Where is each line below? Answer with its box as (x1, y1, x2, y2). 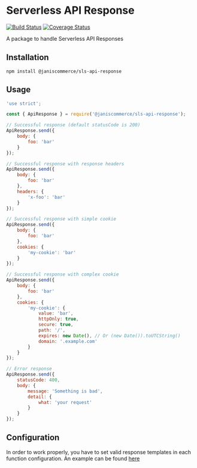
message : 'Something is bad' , (28, 388, 103, 394)
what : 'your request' (38, 399, 93, 405)
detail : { (28, 394, 52, 400)
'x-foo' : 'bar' (28, 194, 66, 200)
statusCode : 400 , (17, 377, 60, 384)
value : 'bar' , (38, 310, 74, 316)
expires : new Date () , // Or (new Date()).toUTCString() (38, 333, 181, 339)
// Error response (6, 366, 52, 372)
